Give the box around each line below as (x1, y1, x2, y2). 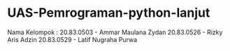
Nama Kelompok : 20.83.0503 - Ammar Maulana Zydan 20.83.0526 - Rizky (7, 28, 223, 36)
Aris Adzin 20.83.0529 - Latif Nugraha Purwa (7, 35, 138, 43)
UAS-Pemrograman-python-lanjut (7, 5, 210, 21)
